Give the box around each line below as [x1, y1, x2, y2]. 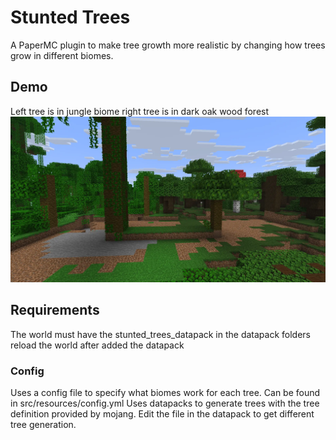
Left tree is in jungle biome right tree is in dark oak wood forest [10, 105, 270, 117]
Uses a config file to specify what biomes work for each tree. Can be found [10, 387, 321, 399]
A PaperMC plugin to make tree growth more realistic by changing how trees [10, 39, 326, 51]
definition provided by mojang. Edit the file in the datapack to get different [10, 408, 315, 420]
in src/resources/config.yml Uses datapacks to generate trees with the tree [10, 397, 320, 410]
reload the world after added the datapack [10, 339, 185, 351]
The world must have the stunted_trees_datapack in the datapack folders [10, 328, 312, 340]
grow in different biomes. [10, 49, 114, 61]
